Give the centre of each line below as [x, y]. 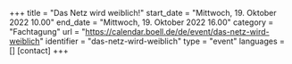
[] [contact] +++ [39, 51]
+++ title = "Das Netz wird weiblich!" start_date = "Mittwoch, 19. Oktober [143, 13]
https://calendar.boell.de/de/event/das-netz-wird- [177, 32]
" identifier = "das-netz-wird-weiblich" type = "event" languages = [163, 41]
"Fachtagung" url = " [48, 32]
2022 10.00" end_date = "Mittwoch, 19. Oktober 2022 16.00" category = [142, 22]
